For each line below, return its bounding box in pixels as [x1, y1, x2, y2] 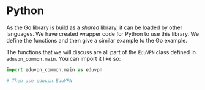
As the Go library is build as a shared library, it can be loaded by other [6, 24, 183, 31]
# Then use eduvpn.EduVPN [6, 77, 72, 84]
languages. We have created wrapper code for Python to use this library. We [6, 30, 199, 37]
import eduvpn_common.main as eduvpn [6, 66, 103, 73]
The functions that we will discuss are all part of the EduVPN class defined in [6, 48, 196, 55]
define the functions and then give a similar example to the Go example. [6, 36, 188, 44]
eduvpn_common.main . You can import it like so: [6, 55, 121, 62]
